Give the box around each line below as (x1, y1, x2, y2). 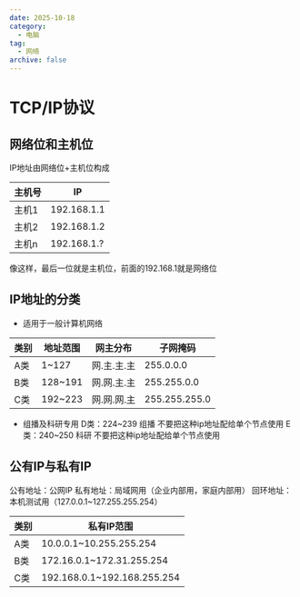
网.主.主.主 (91, 359, 136, 372)
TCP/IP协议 (9, 97, 95, 118)
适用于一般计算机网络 (22, 317, 103, 328)
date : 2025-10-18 (9, 13, 75, 23)
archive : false (9, 55, 67, 65)
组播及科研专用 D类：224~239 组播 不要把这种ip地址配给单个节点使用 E (22, 418, 291, 429)
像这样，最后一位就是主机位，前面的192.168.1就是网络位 (9, 263, 217, 274)
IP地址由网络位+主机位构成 (9, 163, 110, 173)
